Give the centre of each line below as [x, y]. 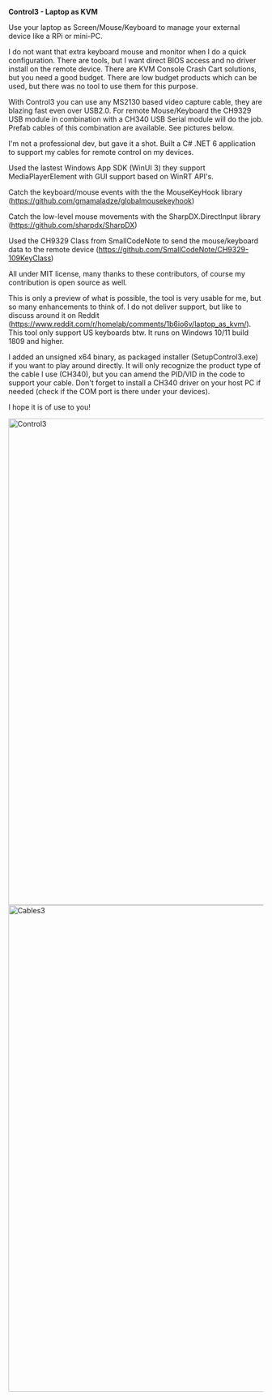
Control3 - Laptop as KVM [53, 12]
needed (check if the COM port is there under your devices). [109, 391]
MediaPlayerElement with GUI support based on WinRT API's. [111, 176]
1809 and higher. [36, 341]
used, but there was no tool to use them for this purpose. [103, 86]
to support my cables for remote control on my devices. [101, 152]
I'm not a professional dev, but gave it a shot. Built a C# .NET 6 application [132, 144]
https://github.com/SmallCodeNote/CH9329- [174, 249]
